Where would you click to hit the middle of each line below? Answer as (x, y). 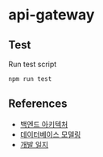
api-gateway (51, 15)
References (38, 104)
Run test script (33, 64)
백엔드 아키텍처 (44, 124)
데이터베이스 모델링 (50, 134)
